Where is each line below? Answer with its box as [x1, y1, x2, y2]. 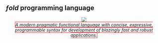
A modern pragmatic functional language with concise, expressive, [15, 21, 153, 27]
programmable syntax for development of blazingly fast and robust [15, 27, 153, 33]
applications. [70, 32, 97, 38]
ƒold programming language [5, 4, 94, 12]
